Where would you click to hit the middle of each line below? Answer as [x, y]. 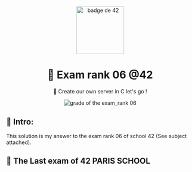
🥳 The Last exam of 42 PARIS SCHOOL [78, 161]
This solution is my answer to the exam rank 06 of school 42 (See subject [97, 136]
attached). [19, 142]
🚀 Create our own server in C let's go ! [100, 92]
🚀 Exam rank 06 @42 [100, 75]
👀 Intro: [20, 122]
